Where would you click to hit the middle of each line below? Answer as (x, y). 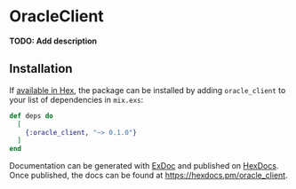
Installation (41, 69)
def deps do (31, 116)
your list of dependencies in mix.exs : (76, 99)
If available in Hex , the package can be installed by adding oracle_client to (148, 90)
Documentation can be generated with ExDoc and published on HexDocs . (144, 166)
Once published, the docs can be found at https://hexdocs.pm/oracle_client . (148, 176)
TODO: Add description (53, 41)
